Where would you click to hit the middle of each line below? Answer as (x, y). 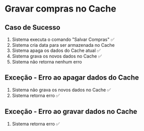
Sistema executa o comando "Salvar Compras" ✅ (63, 39)
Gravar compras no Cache (60, 9)
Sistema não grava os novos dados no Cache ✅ (61, 90)
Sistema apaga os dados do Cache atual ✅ (56, 50)
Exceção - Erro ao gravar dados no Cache (71, 112)
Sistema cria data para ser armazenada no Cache (63, 45)
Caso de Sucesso (33, 27)
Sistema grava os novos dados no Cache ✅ (57, 56)
